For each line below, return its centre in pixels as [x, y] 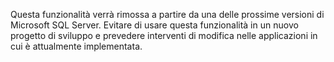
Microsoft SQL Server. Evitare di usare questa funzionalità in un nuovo [154, 25]
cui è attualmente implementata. [76, 46]
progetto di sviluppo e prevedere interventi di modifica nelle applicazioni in [164, 35]
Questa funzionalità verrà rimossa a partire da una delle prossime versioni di [167, 14]
